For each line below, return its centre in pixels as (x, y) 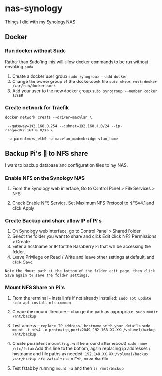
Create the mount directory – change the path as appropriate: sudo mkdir (85, 311)
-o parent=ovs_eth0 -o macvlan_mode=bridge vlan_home (63, 139)
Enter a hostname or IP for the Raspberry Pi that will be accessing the (81, 247)
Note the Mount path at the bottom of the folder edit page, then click (80, 271)
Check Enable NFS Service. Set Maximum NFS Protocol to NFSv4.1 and (83, 203)
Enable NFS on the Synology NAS (45, 178)
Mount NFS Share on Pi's (35, 288)
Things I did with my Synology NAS (40, 22)
